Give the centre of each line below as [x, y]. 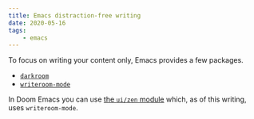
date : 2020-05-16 [37, 23]
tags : [17, 30]
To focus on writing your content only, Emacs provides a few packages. [126, 60]
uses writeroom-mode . [43, 108]
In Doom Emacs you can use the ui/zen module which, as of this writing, [127, 99]
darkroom [34, 76]
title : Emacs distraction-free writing [75, 15]
